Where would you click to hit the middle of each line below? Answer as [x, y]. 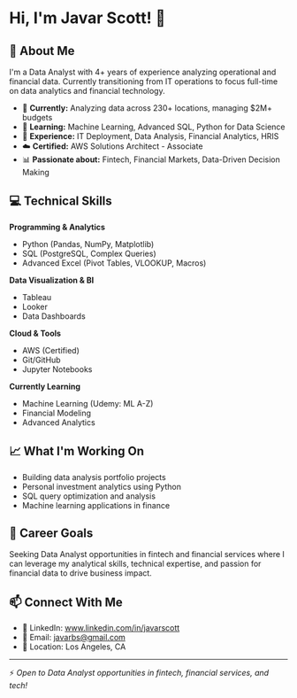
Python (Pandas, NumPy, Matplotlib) [88, 244]
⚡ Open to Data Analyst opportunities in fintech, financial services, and [139, 673]
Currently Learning [45, 386]
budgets [37, 117]
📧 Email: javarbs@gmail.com [74, 638]
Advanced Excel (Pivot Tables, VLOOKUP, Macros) [114, 263]
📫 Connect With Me [66, 602]
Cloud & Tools [35, 333]
